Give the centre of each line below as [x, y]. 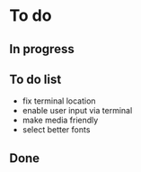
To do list [35, 79]
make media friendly [60, 120]
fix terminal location [59, 101]
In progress [42, 49]
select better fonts [56, 130]
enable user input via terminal [77, 111]
